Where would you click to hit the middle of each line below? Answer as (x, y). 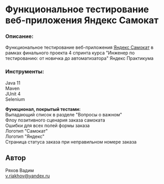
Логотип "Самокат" (27, 131)
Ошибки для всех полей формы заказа (48, 125)
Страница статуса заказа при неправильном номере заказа (71, 141)
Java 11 (13, 83)
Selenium (15, 99)
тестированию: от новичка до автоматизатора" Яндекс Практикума (79, 58)
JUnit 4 (13, 94)
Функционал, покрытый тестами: (43, 109)
